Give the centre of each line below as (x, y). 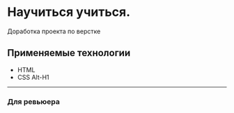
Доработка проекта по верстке (54, 31)
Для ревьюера (34, 101)
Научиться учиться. (69, 12)
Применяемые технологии (69, 53)
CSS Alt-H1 (33, 77)
